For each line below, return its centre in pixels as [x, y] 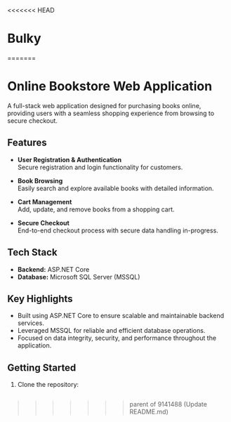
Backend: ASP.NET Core [53, 269]
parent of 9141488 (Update [168, 404]
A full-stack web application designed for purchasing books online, [104, 105]
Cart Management [45, 202]
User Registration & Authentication [69, 159]
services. [31, 323]
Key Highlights [40, 299]
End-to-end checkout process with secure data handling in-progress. [118, 230]
